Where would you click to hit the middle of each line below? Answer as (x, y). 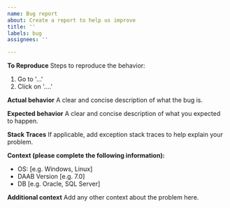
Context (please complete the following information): (86, 156)
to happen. (23, 121)
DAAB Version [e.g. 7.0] (51, 177)
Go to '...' (30, 79)
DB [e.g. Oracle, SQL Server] (59, 184)
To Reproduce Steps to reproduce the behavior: (76, 66)
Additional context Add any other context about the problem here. (103, 198)
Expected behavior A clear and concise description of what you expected (114, 114)
